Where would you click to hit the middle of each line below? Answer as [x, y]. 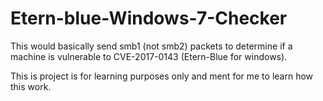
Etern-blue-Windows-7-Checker [149, 18]
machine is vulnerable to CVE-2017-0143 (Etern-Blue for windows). [149, 56]
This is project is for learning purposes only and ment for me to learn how [162, 76]
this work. [31, 86]
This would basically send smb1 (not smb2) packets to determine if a [151, 46]
